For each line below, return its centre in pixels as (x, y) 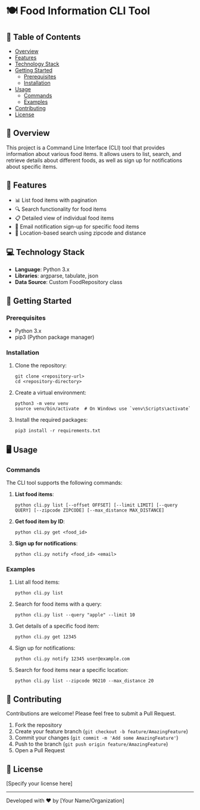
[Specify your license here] (39, 784)
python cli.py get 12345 (46, 637)
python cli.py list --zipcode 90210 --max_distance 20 (84, 681)
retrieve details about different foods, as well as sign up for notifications (94, 160)
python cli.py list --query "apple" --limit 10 (75, 615)
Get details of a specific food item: (57, 626)
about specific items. (32, 166)
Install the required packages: (51, 420)
